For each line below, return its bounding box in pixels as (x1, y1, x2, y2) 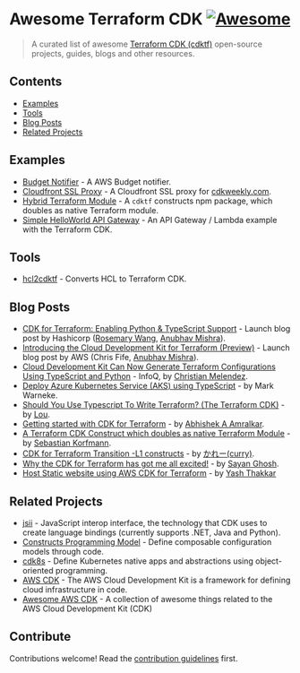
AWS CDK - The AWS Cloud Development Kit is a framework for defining (21, 574, 291, 585)
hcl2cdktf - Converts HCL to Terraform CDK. (21, 273, 187, 284)
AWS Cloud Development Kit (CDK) (21, 603, 152, 614)
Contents (9, 74, 63, 90)
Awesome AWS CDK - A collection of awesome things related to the (21, 594, 273, 604)
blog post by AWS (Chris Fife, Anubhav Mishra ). (21, 352, 200, 363)
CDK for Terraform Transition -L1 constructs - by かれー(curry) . (21, 448, 255, 459)
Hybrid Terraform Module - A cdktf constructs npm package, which (21, 195, 273, 206)
